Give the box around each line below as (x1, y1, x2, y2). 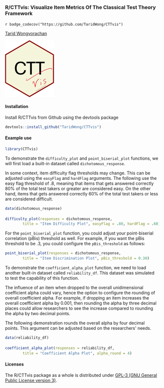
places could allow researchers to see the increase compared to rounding (5, 305, 154, 311)
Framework (5, 10, 33, 17)
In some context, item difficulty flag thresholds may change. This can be (5, 170, 150, 176)
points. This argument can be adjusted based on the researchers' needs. (5, 325, 151, 331)
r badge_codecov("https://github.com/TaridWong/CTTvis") (5, 22, 123, 27)
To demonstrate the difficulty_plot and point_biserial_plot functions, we (5, 155, 159, 161)
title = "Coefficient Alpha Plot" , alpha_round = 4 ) (22, 351, 132, 356)
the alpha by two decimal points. (5, 311, 71, 317)
